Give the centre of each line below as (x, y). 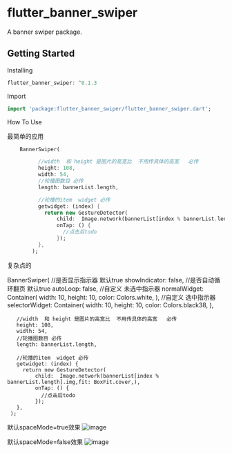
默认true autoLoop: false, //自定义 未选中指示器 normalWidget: (115, 289)
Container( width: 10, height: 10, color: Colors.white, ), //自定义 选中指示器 (112, 297)
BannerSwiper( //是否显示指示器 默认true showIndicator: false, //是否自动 (111, 280)
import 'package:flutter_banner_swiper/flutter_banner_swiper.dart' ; (109, 108)
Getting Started (41, 54)
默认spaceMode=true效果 (44, 427)
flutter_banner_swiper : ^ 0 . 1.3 (52, 83)
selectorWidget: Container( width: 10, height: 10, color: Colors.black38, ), (110, 305)
